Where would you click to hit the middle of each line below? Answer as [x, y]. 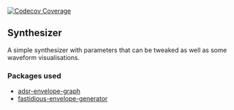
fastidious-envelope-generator [62, 99]
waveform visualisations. [44, 57]
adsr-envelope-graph [49, 91]
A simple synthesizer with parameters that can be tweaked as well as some [117, 50]
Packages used [34, 75]
